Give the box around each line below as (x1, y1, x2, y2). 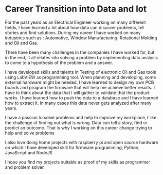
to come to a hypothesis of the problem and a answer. (5, 60, 113, 65)
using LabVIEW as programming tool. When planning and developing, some (5, 74, 156, 80)
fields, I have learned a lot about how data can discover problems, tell (5, 24, 145, 30)
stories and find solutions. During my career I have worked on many (5, 30, 141, 35)
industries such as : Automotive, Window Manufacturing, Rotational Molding (5, 35, 157, 41)
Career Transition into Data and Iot (5, 3, 147, 15)
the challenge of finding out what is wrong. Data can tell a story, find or (5, 120, 147, 126)
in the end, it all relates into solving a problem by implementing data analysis (5, 54, 158, 60)
